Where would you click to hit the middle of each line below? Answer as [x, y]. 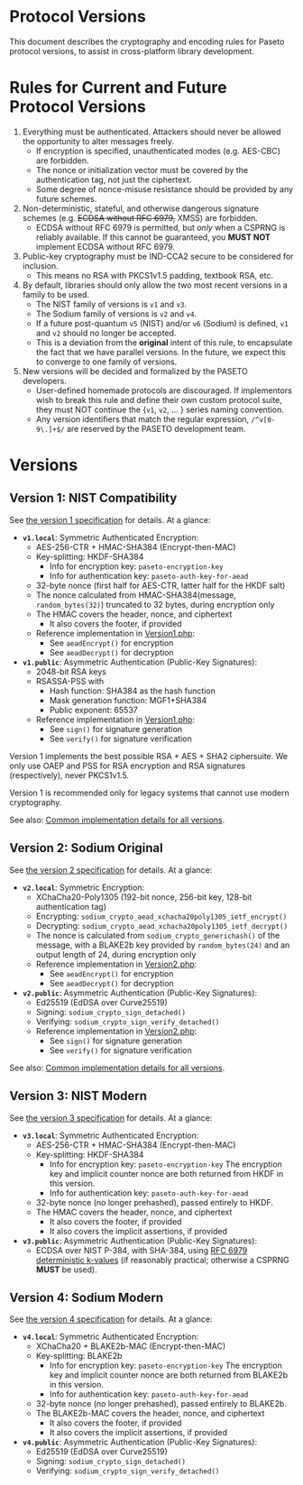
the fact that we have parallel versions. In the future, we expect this [161, 352]
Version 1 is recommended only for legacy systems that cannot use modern [150, 793]
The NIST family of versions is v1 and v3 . [111, 304]
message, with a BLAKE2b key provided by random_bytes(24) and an [163, 945]
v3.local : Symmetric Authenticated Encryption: [110, 1135]
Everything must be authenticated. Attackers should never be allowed [151, 132]
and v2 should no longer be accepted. [106, 333]
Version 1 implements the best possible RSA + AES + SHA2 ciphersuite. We [149, 756]
